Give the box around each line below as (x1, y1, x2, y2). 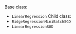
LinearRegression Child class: (11, 13, 72, 19)
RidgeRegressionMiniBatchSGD (11, 19, 71, 24)
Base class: (4, 4, 28, 10)
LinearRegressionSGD (11, 24, 54, 29)
